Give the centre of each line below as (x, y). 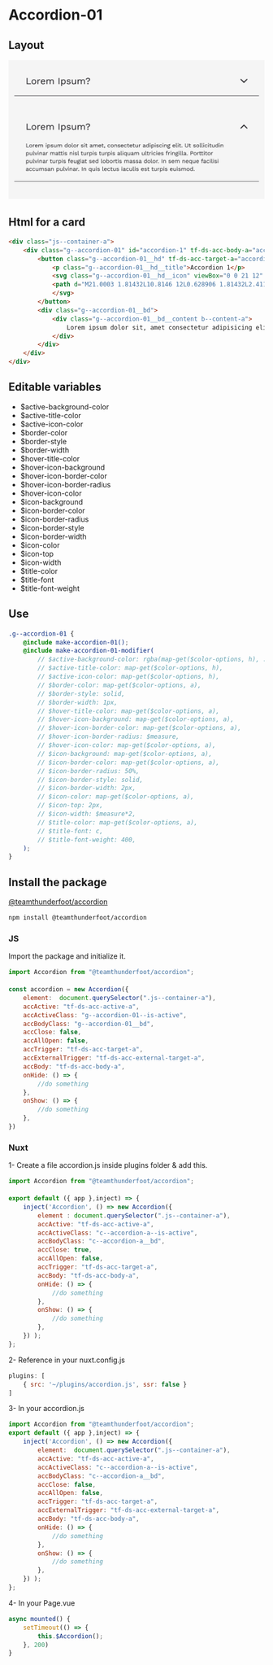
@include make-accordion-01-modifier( (89, 651)
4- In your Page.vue (42, 1603)
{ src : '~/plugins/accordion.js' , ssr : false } (105, 1384)
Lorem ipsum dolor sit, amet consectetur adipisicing (159, 327)
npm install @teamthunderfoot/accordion (78, 918)
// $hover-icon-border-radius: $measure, (109, 737)
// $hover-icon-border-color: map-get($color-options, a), (140, 728)
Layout (26, 45)
